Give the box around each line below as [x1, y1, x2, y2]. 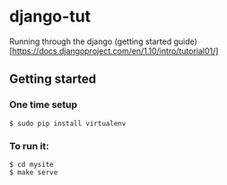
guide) [173, 36, 197, 47]
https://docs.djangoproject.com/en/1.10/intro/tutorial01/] [12, 45, 219, 56]
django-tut [9, 6, 92, 27]
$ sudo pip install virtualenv [9, 119, 127, 128]
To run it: [9, 139, 49, 152]
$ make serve [9, 168, 58, 177]
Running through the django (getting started [9, 36, 172, 47]
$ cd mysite [9, 160, 54, 169]
